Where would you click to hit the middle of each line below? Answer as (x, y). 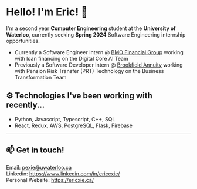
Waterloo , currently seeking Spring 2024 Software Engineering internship (96, 34)
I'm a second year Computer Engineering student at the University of (91, 28)
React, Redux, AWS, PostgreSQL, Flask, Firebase (74, 125)
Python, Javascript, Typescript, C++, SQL (65, 119)
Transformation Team (40, 77)
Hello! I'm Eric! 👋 (47, 12)
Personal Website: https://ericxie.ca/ (50, 180)
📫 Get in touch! (35, 150)
